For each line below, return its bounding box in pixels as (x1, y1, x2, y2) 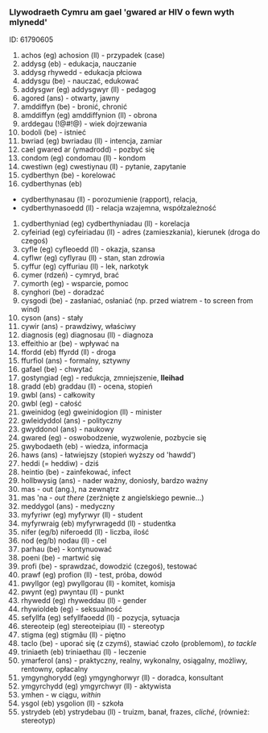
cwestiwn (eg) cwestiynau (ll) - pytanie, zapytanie (20, 162, 187, 172)
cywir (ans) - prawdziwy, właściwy (20, 322, 136, 331)
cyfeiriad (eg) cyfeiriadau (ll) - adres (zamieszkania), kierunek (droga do (20, 227, 261, 237)
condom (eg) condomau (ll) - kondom (20, 153, 146, 163)
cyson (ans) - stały (20, 313, 84, 323)
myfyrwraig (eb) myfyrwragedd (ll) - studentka (20, 519, 176, 528)
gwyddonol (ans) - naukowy (20, 424, 115, 434)
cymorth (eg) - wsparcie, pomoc (20, 279, 130, 289)
